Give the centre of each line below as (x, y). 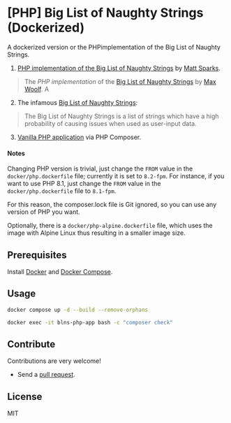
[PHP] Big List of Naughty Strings (105, 13)
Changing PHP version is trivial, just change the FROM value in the (100, 169)
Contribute (31, 344)
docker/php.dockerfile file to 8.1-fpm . (62, 191)
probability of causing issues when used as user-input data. (110, 123)
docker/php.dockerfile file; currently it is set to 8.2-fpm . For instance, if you (116, 176)
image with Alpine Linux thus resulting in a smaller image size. (97, 233)
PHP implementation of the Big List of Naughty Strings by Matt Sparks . (119, 68)
